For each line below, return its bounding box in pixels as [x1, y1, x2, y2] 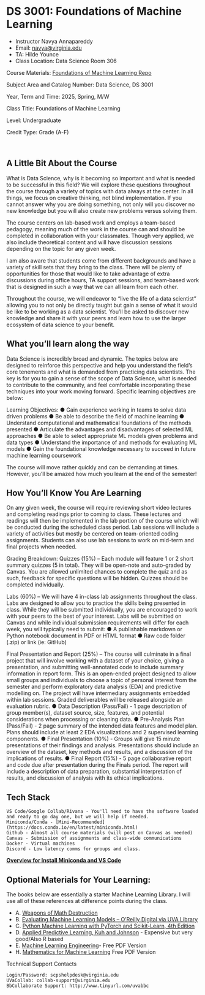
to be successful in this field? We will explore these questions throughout [6, 181, 191, 188]
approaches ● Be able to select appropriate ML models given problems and [6, 432, 198, 439]
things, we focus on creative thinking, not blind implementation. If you [6, 194, 182, 201]
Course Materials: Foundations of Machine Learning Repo [6, 69, 152, 76]
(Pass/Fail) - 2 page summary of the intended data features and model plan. [6, 722, 198, 729]
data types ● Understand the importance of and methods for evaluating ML [6, 439, 198, 446]
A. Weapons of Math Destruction [15, 909, 98, 916]
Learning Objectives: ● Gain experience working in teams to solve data [6, 406, 187, 413]
